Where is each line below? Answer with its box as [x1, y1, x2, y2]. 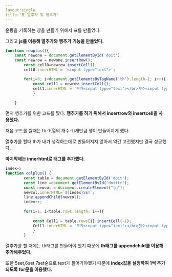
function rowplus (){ [5, 48, 50, 53]
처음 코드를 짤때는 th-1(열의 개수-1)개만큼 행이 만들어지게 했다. [5, 128, 130, 134]
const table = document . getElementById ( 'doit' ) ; [24, 175, 130, 181]
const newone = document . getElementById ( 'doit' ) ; [14, 53, 123, 58]
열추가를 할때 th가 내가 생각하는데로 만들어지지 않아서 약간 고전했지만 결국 [5, 138, 153, 145]
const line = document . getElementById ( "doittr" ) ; [24, 180, 130, 185]
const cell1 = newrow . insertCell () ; [32, 81, 111, 86]
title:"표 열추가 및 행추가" [5, 12, 59, 17]
